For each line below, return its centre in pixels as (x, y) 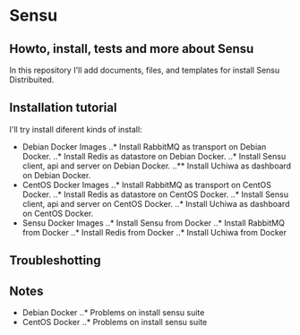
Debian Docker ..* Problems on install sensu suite (113, 313)
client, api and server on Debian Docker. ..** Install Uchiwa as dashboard (157, 166)
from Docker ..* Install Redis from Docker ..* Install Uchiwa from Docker (154, 232)
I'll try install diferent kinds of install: (76, 129)
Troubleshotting (55, 261)
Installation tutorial (63, 108)
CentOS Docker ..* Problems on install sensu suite (115, 322)
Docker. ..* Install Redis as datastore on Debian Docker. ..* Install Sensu (154, 156)
